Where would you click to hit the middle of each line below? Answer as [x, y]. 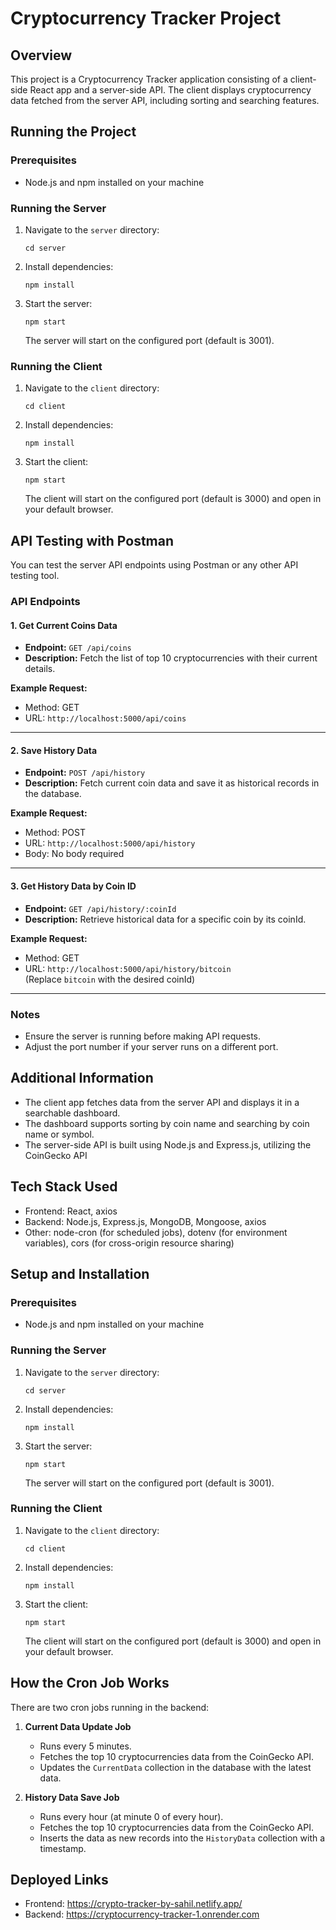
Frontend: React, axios [71, 1211]
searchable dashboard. [72, 1113]
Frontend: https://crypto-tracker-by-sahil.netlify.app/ [133, 1904]
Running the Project [73, 132]
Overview [41, 55]
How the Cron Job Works [90, 1683]
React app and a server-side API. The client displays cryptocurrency [170, 90]
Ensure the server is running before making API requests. [143, 1036]
